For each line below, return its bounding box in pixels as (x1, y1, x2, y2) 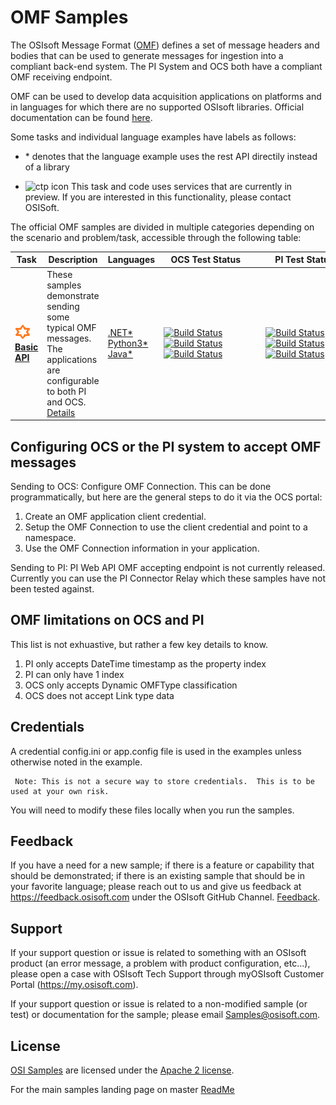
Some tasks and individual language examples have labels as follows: (10, 131, 297, 143)
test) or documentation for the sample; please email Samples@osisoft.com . (10, 1009, 321, 1021)
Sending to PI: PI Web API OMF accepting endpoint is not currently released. (10, 562, 326, 573)
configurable (46, 374, 100, 386)
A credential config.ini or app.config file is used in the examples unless (10, 745, 302, 757)
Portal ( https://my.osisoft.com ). (10, 979, 139, 991)
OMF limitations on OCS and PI (10, 612, 205, 629)
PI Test (274, 254, 305, 266)
